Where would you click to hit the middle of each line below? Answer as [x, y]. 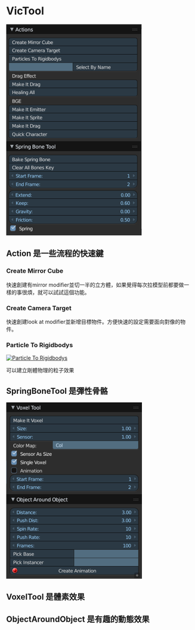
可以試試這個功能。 [66, 292]
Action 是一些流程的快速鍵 [55, 254]
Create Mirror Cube [35, 271]
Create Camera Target [39, 308]
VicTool [25, 11]
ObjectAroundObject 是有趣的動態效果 [78, 619]
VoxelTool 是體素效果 [46, 597]
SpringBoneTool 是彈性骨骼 [57, 391]
